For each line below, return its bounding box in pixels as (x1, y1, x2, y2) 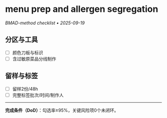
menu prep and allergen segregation (5, 3, 159, 15)
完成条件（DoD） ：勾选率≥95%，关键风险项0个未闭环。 (5, 107, 119, 113)
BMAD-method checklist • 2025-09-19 (5, 20, 85, 26)
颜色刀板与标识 (12, 50, 43, 56)
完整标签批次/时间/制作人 (12, 92, 64, 98)
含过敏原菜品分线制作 (12, 56, 56, 61)
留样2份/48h (12, 86, 38, 92)
